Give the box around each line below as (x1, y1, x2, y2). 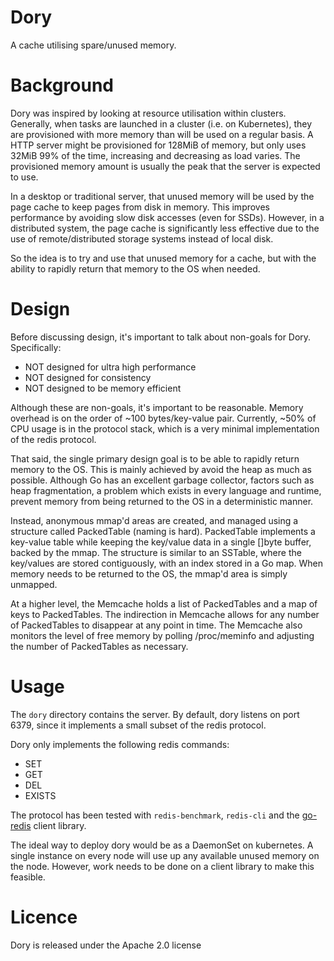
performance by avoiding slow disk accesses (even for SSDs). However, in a (10, 211, 325, 223)
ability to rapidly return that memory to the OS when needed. (10, 262, 261, 275)
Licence (10, 906, 78, 928)
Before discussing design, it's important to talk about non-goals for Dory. (10, 331, 312, 343)
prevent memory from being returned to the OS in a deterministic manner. (10, 495, 314, 507)
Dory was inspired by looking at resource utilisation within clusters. (10, 107, 287, 119)
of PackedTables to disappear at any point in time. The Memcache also (10, 619, 303, 631)
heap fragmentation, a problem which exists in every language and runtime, (10, 484, 322, 496)
